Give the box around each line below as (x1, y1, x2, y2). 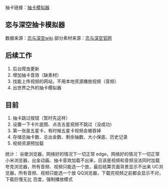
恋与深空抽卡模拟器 (5, 21, 65, 29)
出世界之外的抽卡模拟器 (12, 84, 62, 90)
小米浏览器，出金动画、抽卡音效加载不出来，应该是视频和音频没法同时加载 (5, 157, 160, 163)
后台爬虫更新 (12, 65, 39, 72)
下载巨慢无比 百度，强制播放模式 (5, 176, 73, 182)
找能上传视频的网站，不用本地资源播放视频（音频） (12, 78, 119, 84)
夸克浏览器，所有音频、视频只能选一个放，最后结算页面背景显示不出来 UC (5, 164, 159, 170)
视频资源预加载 (12, 141, 44, 147)
